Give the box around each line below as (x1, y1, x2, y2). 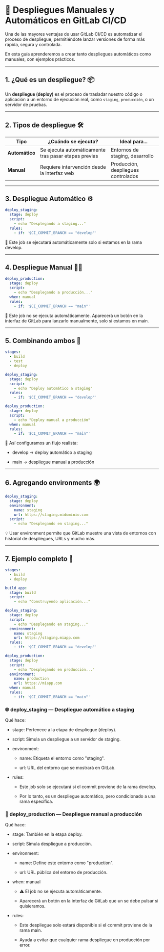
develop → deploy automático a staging (12, 450, 92, 455)
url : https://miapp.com (14, 681, 62, 686)
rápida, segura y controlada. (5, 41, 62, 47)
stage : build (9, 590, 36, 595)
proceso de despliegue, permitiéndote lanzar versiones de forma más (5, 36, 145, 42)
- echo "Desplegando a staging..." (14, 221, 86, 226)
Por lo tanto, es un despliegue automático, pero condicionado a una (19, 793, 156, 799)
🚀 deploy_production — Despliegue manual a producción (5, 811, 143, 818)
